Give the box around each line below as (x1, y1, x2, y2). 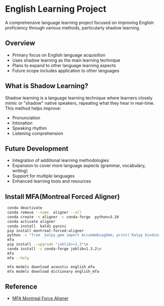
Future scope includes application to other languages (12, 68, 120, 73)
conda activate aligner (7, 219, 56, 224)
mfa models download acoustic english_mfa (7, 264, 95, 269)
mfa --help (7, 256, 29, 260)
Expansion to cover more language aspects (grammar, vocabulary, (12, 163, 146, 168)
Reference (5, 282, 38, 291)
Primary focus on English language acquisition (12, 52, 106, 58)
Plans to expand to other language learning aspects (12, 62, 116, 68)
